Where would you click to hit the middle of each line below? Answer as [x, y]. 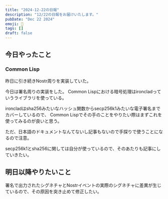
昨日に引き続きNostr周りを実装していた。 [48, 81]
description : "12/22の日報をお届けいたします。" [52, 15]
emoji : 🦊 [14, 24]
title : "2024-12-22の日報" [32, 10]
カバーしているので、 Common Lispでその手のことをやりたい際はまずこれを [83, 115]
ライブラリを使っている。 [40, 98]
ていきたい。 [18, 155]
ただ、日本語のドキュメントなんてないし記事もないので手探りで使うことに [82, 131]
